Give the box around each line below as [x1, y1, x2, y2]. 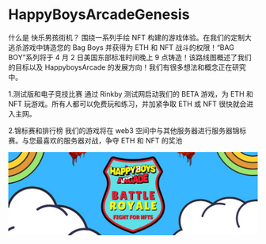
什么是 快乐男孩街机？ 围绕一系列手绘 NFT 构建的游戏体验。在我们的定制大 [8, 32, 252, 42]
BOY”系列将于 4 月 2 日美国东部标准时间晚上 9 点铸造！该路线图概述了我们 [8, 52, 252, 62]
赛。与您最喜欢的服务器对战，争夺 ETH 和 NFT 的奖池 [8, 135, 183, 145]
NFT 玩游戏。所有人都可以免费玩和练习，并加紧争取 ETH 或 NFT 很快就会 [8, 99, 247, 109]
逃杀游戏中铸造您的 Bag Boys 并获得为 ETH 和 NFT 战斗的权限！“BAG [8, 42, 235, 52]
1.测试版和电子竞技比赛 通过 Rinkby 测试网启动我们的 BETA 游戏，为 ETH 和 [8, 89, 253, 98]
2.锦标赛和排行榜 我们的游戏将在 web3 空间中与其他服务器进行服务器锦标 [8, 125, 247, 135]
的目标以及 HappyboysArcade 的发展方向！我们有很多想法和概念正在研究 [8, 62, 247, 72]
